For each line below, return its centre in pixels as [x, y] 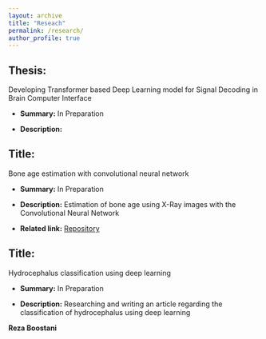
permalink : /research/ [46, 30]
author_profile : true [44, 38]
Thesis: [27, 70]
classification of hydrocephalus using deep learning [105, 312]
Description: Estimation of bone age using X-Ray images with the [128, 204]
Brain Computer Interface [50, 98]
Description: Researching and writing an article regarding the [121, 304]
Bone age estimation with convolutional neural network [99, 173]
